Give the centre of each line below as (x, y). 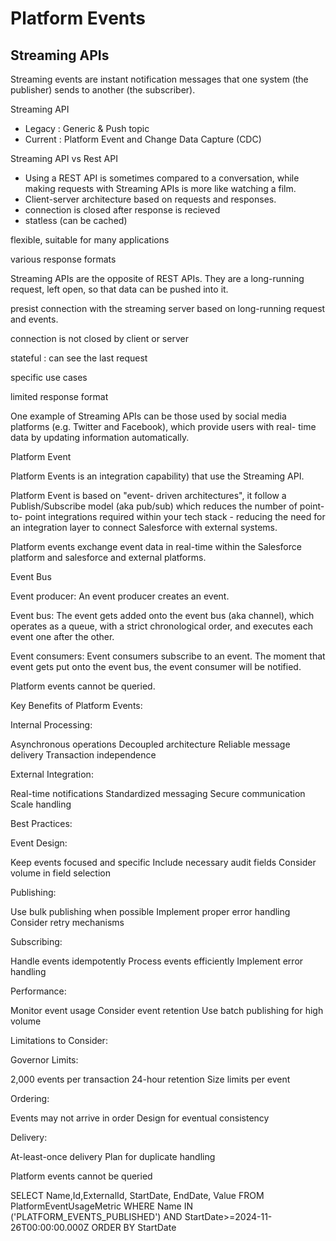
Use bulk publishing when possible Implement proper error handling (150, 911)
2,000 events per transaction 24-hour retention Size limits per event (150, 1079)
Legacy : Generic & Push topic (87, 128)
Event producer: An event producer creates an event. (120, 596)
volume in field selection (60, 873)
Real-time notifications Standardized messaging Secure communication (158, 793)
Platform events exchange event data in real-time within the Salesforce (156, 546)
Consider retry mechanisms (67, 922)
